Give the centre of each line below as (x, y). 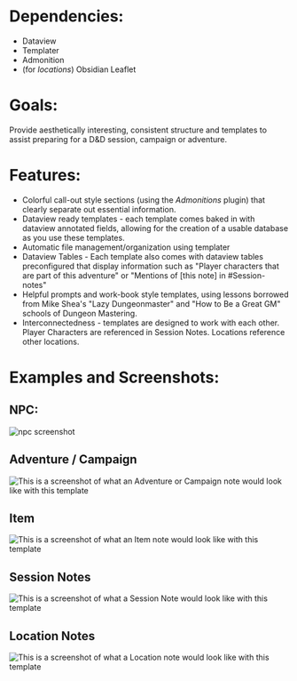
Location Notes (52, 636)
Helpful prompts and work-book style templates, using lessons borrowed (156, 294)
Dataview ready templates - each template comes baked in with (138, 219)
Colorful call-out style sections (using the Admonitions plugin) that (144, 200)
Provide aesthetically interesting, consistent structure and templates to (138, 130)
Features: (45, 176)
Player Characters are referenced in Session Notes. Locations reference (153, 332)
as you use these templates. (74, 237)
